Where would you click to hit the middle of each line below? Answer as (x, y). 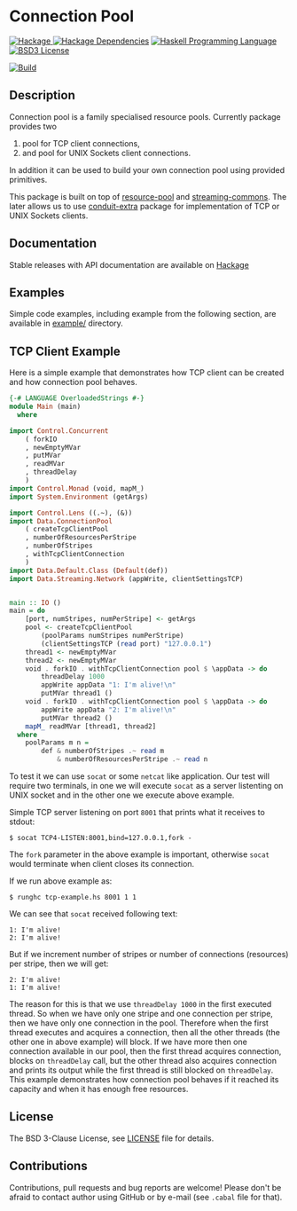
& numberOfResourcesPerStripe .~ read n (132, 759)
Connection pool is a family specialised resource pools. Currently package (145, 116)
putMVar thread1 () (77, 694)
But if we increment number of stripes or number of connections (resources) (149, 955)
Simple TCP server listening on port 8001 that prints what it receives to (137, 813)
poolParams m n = (57, 743)
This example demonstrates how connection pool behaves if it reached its (144, 1080)
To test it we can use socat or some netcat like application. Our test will (140, 776)
